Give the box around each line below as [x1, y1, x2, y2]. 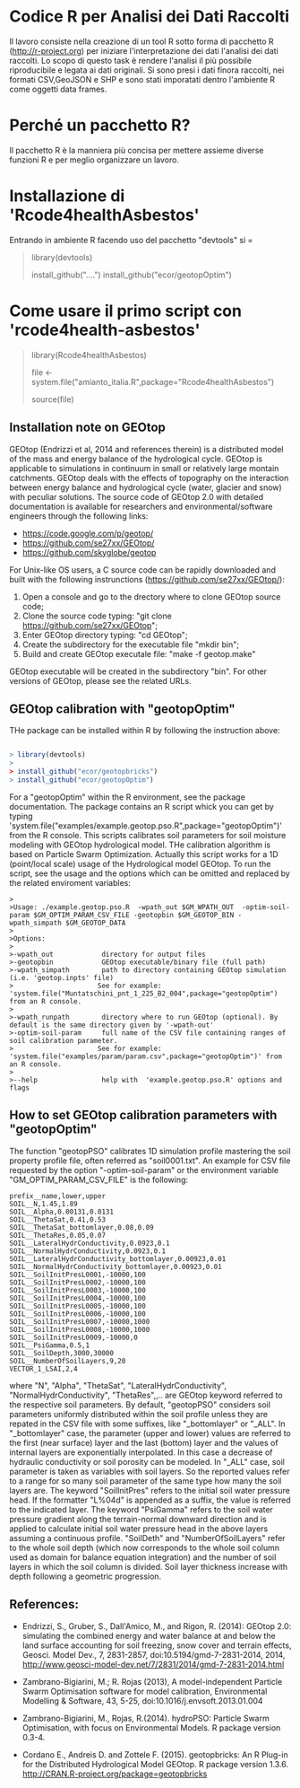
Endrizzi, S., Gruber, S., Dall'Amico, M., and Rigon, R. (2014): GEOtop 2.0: [21, 1620, 292, 1631]
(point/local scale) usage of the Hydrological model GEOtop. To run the [9, 858, 271, 869]
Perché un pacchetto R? [9, 115, 191, 136]
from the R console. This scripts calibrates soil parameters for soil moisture [9, 829, 287, 840]
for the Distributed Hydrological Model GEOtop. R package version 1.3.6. [21, 1758, 289, 1769]
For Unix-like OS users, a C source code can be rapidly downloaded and [9, 564, 276, 575]
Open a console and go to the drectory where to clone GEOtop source [21, 591, 281, 602]
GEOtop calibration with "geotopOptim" [9, 701, 236, 716]
